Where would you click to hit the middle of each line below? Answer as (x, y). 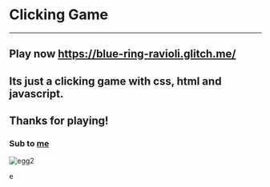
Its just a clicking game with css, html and (115, 81)
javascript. (36, 93)
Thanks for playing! (59, 121)
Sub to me (29, 144)
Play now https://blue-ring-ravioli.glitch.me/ (123, 54)
